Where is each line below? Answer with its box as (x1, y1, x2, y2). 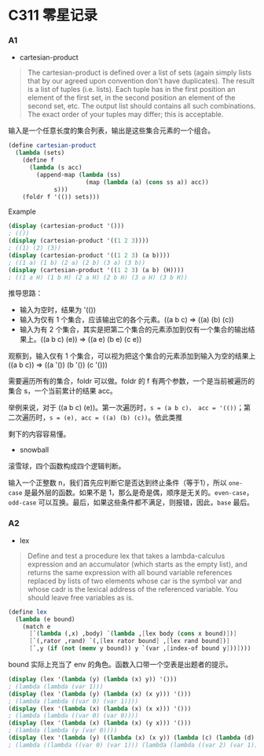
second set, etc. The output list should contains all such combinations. (27, 101, 256, 111)
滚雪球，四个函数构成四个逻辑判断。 (8, 461, 126, 471)
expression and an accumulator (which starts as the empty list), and (27, 559, 247, 569)
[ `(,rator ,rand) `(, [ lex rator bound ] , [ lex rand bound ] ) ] (28, 637, 230, 645)
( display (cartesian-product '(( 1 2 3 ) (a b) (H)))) (8, 266, 185, 274)
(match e (22, 622, 51, 630)
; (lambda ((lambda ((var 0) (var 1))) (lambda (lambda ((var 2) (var (8, 741, 244, 749)
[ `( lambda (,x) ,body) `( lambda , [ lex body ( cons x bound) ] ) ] (28, 629, 237, 638)
